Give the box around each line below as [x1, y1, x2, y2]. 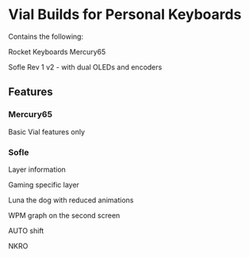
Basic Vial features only [8, 127, 86, 136]
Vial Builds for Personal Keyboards [8, 6, 242, 24]
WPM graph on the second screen [8, 210, 121, 220]
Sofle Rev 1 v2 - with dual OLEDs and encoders [8, 62, 163, 72]
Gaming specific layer [8, 180, 79, 189]
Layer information [8, 164, 66, 174]
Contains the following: [8, 32, 84, 41]
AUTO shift [8, 225, 44, 235]
